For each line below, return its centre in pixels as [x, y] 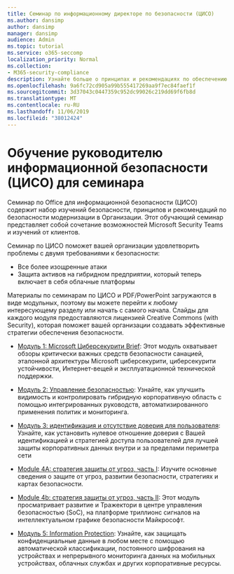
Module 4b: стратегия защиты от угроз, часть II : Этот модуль [109, 497]
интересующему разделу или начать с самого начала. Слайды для [108, 310]
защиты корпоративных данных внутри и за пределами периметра [118, 448]
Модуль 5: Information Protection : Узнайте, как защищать [102, 533]
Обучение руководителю [85, 153]
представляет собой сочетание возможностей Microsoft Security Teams [115, 225]
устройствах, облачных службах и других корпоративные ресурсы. [119, 563]
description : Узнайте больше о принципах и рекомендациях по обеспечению [117, 79]
